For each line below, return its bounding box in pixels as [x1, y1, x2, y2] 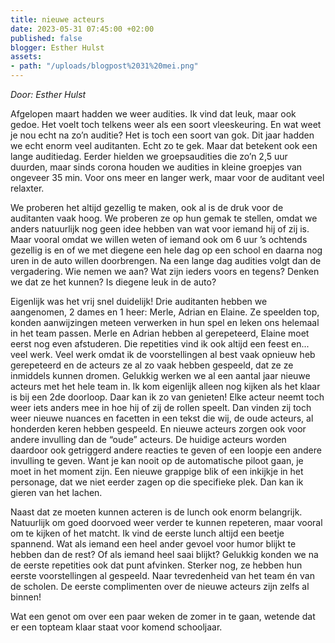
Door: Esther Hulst [10, 89, 87, 100]
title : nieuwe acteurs [10, 14, 105, 25]
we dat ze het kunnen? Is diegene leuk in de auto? [10, 276, 217, 288]
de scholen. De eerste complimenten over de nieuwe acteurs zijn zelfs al [10, 581, 310, 592]
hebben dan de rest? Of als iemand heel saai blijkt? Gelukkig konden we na [10, 549, 319, 560]
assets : [10, 52, 43, 62]
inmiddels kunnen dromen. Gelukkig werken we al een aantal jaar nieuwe [10, 370, 311, 381]
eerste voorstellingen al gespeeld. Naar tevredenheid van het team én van [10, 570, 315, 581]
